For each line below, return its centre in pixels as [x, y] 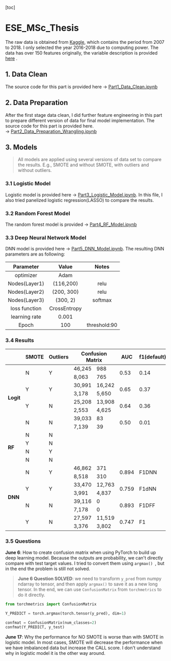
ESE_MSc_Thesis [42, 28]
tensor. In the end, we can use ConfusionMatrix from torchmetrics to [90, 589]
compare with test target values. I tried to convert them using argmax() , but [85, 563]
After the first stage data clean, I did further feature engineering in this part [84, 115]
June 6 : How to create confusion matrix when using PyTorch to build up [81, 552]
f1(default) [153, 357]
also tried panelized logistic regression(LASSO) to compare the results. [80, 200]
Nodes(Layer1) [26, 284]
